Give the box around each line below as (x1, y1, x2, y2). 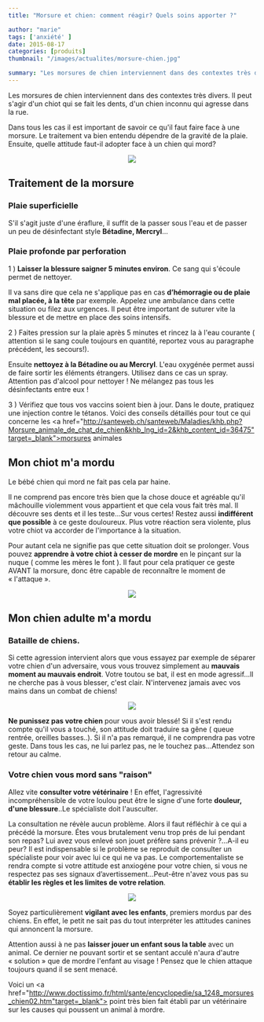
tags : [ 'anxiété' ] (8, 33, 72, 41)
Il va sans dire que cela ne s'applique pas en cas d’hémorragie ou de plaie (8, 288, 251, 297)
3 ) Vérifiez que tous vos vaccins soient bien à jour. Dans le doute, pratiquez (8, 400, 255, 409)
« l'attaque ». (8, 574, 51, 584)
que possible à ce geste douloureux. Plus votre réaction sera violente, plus (8, 517, 251, 526)
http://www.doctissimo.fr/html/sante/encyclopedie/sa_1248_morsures (28, 987, 254, 998)
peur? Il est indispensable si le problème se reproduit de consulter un (8, 844, 232, 853)
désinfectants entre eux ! (8, 384, 89, 394)
